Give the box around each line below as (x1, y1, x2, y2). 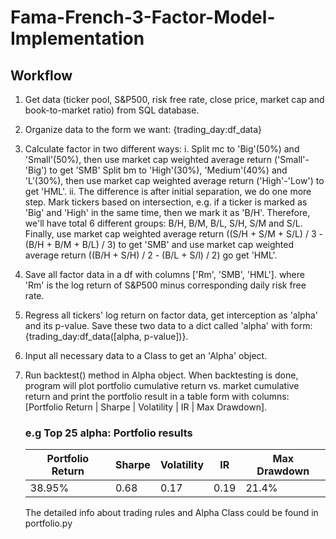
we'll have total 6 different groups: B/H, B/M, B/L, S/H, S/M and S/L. (24, 217, 303, 229)
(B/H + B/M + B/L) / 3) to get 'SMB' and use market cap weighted (24, 239, 295, 250)
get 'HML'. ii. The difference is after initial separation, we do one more (24, 186, 312, 197)
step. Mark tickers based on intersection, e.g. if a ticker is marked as (24, 196, 308, 208)
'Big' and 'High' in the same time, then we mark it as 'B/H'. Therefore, (24, 207, 311, 218)
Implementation (10, 27, 145, 50)
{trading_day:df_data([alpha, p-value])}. (24, 331, 189, 342)
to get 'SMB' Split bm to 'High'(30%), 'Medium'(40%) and (49, 164, 288, 176)
